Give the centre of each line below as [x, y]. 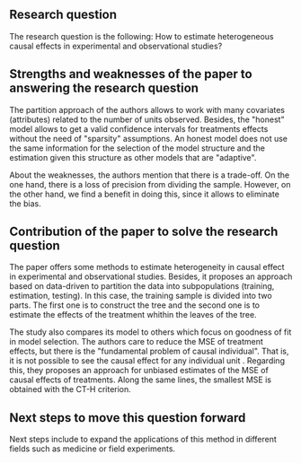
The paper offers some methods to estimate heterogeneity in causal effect [147, 267]
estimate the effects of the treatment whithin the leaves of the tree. [133, 315]
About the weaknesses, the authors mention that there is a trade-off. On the [150, 175]
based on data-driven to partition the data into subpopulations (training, [142, 286]
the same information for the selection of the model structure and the [137, 148]
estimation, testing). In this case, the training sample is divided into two [141, 296]
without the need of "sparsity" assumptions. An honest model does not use [149, 138]
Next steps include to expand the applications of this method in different [143, 440]
